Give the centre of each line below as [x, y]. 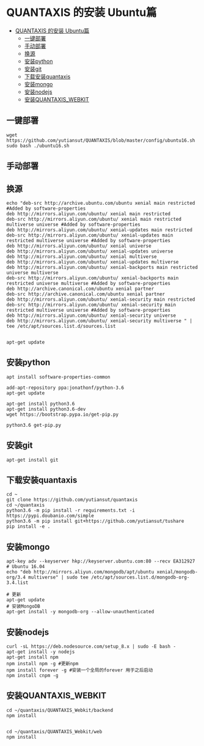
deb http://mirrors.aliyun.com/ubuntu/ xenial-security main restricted [101, 299]
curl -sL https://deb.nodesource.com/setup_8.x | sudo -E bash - [91, 647]
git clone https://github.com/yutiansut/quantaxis [72, 500]
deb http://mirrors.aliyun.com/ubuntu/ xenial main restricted [89, 214]
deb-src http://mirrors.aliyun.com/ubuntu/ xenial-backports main [93, 278]
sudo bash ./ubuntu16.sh [38, 146]
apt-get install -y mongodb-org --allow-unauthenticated [80, 612]
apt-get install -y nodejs [41, 652]
